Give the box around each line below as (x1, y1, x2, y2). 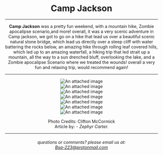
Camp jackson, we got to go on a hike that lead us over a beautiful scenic (8, 33, 155, 39)
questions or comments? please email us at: (37, 139, 126, 145)
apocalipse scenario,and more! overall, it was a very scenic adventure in (9, 28, 154, 34)
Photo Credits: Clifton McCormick (48, 118, 115, 124)
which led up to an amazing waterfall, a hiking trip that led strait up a (13, 49, 150, 55)
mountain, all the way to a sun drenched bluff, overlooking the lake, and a (8, 54, 155, 60)
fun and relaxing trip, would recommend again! (34, 64, 129, 70)
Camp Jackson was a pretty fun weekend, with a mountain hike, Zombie (9, 23, 154, 29)
